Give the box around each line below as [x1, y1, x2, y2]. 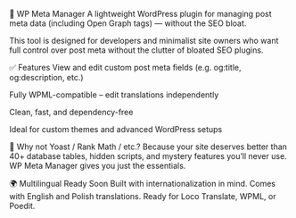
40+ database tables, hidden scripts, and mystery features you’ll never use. [9, 151, 287, 161]
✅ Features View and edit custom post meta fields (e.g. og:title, [9, 63, 243, 72]
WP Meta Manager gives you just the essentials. [9, 161, 186, 171]
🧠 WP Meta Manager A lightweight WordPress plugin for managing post [9, 9, 272, 19]
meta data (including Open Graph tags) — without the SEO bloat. [9, 18, 247, 29]
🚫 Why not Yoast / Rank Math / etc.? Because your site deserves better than [9, 141, 288, 152]
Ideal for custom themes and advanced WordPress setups [9, 124, 223, 134]
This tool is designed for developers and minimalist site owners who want [9, 36, 279, 46]
